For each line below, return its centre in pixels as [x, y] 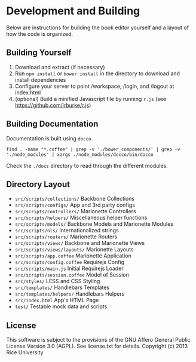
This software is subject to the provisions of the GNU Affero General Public [98, 340]
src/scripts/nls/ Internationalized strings [67, 231]
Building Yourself [39, 53]
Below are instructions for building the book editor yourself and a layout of [98, 27]
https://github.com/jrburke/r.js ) [53, 105]
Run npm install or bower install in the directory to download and [97, 73]
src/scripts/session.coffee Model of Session [72, 275]
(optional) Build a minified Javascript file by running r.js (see [91, 99]
